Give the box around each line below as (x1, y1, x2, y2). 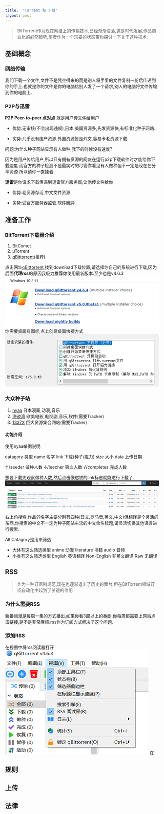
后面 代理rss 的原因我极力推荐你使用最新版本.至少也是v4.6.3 (5, 270, 124, 276)
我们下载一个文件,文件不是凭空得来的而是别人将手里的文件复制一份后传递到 (5, 77, 156, 83)
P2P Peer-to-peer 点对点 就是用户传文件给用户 (5, 115, 100, 121)
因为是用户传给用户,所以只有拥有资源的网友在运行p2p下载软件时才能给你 (5, 156, 151, 162)
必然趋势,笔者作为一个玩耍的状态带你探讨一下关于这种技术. (30, 34, 148, 40)
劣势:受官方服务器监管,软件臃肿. (12, 200, 76, 206)
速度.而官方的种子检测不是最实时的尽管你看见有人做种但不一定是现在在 (9, 163, 152, 169)
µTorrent (12, 248, 30, 254)
